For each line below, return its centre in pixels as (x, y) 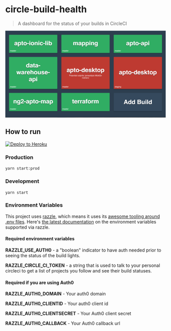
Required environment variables (40, 239)
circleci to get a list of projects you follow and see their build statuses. (79, 271)
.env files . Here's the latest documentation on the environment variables (81, 222)
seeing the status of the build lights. (43, 255)
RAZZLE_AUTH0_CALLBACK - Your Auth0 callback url (63, 323)
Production (19, 157)
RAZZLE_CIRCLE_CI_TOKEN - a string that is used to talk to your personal (83, 265)
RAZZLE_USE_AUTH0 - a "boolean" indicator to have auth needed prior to (83, 250)
